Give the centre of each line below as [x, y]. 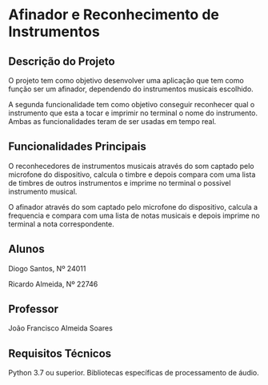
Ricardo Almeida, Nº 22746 [53, 284]
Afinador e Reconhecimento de [114, 15]
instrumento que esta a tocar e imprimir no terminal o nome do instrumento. [133, 113]
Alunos [27, 249]
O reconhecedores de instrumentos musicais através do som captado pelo [131, 166]
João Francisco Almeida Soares [61, 328]
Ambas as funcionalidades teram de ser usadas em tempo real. [112, 121]
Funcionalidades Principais [77, 147]
